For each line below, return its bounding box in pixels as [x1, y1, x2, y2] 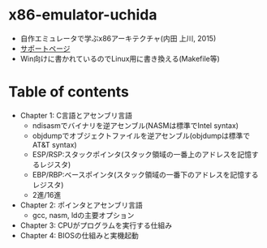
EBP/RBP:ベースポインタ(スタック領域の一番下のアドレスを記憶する [32, 169, 259, 179]
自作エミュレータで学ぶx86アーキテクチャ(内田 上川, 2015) [19, 33, 217, 43]
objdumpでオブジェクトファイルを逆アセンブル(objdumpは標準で [32, 130, 251, 140]
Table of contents [8, 83, 130, 101]
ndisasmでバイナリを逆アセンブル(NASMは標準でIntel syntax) [32, 120, 239, 130]
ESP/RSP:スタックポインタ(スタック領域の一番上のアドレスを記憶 [32, 149, 252, 159]
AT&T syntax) [32, 139, 77, 149]
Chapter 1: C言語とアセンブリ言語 [19, 110, 132, 120]
